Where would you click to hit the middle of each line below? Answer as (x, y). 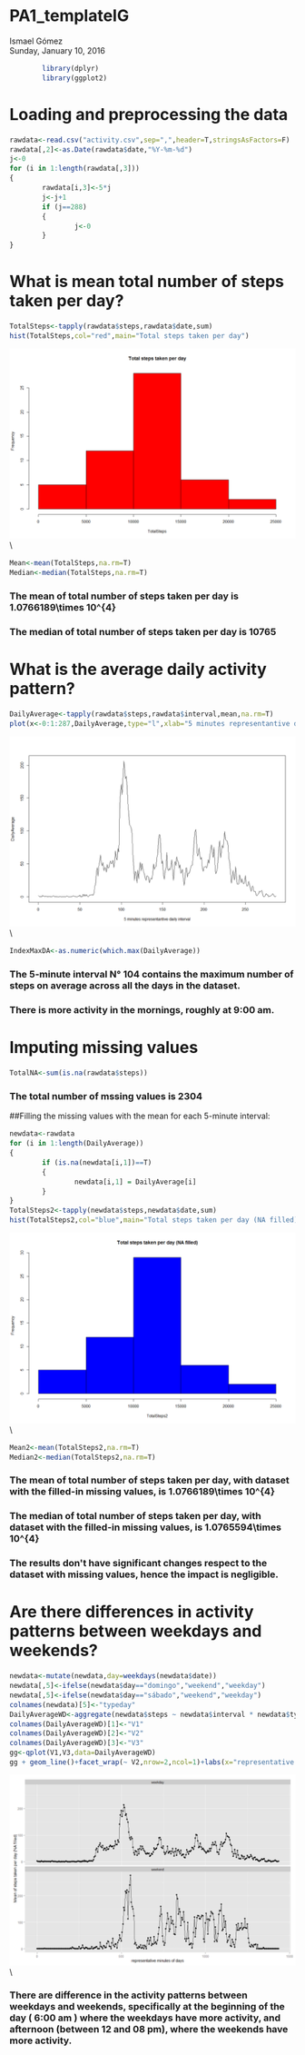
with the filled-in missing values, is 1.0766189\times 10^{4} (142, 1492)
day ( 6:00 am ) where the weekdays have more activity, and (145, 2018)
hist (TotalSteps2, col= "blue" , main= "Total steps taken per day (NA (138, 1220)
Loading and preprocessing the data (149, 114)
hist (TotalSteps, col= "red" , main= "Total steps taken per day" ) (129, 336)
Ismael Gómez (36, 41)
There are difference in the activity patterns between (128, 1995)
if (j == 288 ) (65, 207)
